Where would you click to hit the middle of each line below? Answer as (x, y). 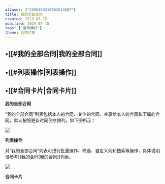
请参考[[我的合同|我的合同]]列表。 (39, 157)
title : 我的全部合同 (24, 14)
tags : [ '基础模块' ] (24, 28)
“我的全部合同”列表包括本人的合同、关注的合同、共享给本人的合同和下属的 (81, 114)
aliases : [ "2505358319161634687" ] (41, 10)
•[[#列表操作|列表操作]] (41, 72)
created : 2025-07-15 (26, 19)
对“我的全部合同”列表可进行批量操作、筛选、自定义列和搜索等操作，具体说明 (82, 150)
